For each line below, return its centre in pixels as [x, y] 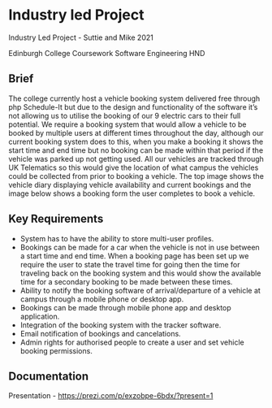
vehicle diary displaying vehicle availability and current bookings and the [130, 184]
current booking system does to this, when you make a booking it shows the [136, 141]
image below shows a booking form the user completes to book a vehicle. [132, 193]
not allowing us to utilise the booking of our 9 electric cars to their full [125, 115]
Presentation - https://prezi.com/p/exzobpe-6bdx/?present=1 [111, 396]
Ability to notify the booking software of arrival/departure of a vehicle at [140, 290]
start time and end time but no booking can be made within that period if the [136, 150]
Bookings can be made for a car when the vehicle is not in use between [140, 247]
